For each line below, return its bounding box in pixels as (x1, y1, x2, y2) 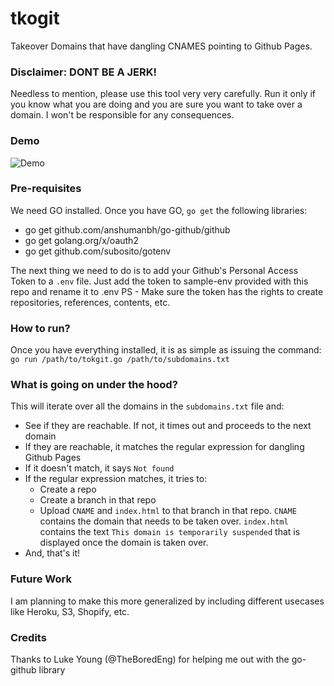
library (38, 664, 66, 676)
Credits (10, 630, 47, 644)
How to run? (10, 321, 71, 335)
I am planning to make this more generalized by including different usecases (10, 595, 325, 607)
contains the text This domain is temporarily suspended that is (39, 526, 301, 538)
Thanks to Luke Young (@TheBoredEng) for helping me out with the (10, 653, 290, 666)
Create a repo (39, 483, 97, 496)
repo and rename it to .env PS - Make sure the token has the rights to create (10, 285, 324, 297)
